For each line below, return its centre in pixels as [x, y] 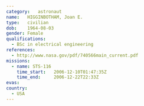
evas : [13, 83]
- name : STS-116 [31, 66]
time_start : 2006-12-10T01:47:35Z [62, 72]
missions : [18, 61]
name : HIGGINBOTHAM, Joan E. [45, 17]
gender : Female [25, 34]
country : [17, 88]
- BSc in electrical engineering [53, 45]
